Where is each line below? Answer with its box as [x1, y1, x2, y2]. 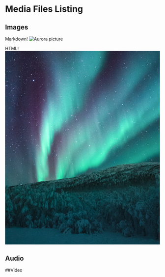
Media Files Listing [5, 3, 83, 15]
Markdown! [5, 36, 28, 42]
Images [5, 23, 28, 31]
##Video [5, 267, 23, 273]
